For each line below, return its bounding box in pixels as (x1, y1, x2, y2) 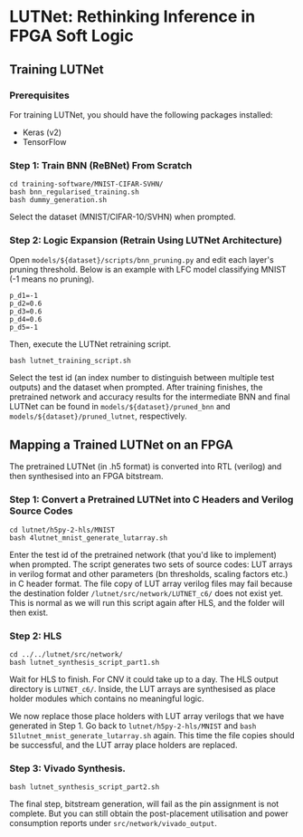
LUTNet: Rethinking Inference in (9, 6, 256, 27)
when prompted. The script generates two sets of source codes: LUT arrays (9, 559, 293, 570)
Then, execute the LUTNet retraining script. (9, 339, 172, 350)
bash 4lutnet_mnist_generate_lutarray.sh (9, 533, 168, 543)
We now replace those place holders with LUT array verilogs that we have (9, 710, 285, 721)
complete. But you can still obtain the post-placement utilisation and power (9, 808, 289, 819)
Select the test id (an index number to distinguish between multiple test (9, 372, 275, 383)
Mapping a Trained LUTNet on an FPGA (9, 437, 233, 452)
